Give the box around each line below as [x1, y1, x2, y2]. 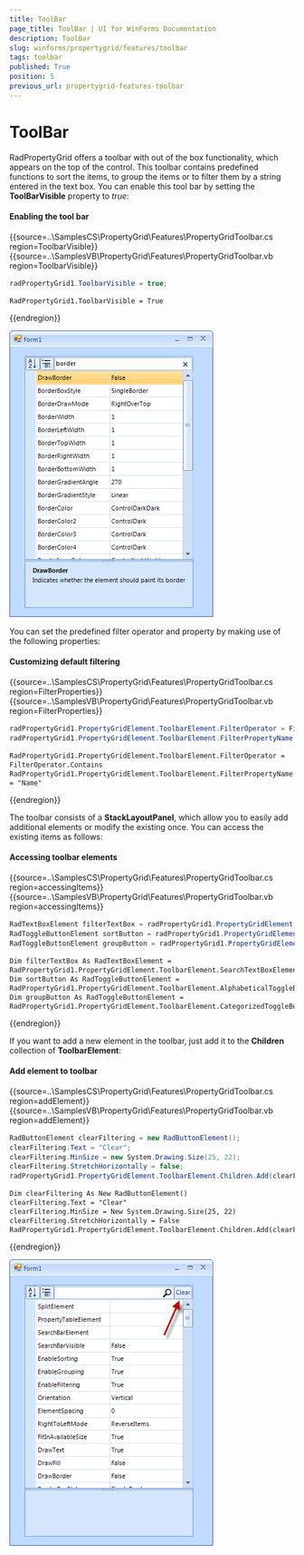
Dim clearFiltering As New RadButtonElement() [9, 1189, 188, 1198]
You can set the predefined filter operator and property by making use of [9, 626, 281, 637]
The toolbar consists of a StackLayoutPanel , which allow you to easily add [9, 812, 289, 823]
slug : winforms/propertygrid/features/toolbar [9, 44, 188, 53]
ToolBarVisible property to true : [9, 191, 129, 201]
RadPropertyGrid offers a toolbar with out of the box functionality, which [9, 152, 279, 162]
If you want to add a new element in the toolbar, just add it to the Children [9, 1035, 285, 1046]
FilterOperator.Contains [9, 760, 103, 769]
